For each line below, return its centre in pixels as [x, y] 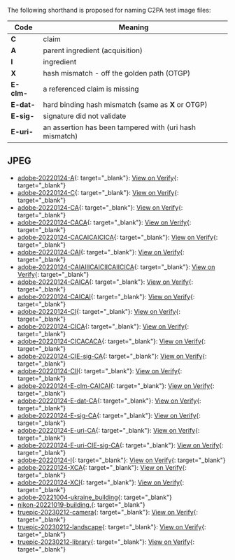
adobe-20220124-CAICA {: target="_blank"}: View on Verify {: [105, 282]
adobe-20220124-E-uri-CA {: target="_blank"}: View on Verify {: [108, 430]
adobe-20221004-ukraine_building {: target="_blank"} [95, 497]
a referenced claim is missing [91, 89]
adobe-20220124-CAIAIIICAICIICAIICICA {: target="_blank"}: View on [116, 267]
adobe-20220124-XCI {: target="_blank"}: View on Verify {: [101, 482]
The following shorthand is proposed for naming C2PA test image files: [109, 10]
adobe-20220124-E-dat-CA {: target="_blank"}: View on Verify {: [109, 401]
